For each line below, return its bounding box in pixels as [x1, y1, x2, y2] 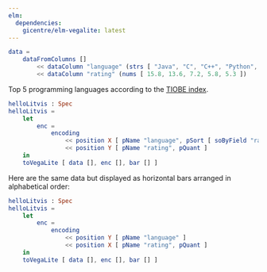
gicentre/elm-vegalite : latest [22, 26, 126, 34]
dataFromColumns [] [22, 56, 87, 63]
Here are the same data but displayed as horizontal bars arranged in [8, 173, 232, 182]
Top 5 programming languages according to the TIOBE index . [8, 84, 209, 94]
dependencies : [15, 19, 62, 27]
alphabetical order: [8, 182, 70, 191]
